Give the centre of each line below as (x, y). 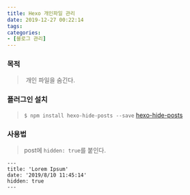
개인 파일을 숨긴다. (50, 80)
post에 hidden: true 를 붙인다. (65, 151)
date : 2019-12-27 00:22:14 (45, 20)
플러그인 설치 (27, 100)
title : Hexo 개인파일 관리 (41, 13)
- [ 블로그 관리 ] (27, 39)
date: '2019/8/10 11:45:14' (47, 175)
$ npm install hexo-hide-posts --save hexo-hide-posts (103, 115)
